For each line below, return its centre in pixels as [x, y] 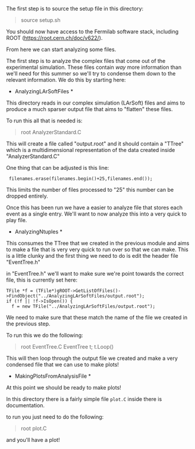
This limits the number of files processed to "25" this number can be [90, 190]
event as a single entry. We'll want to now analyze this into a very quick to [97, 214]
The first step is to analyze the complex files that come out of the [86, 61]
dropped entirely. [27, 196]
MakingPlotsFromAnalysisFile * [53, 376]
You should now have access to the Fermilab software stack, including [92, 31]
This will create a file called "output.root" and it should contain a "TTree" [95, 144]
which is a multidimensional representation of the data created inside [91, 150]
